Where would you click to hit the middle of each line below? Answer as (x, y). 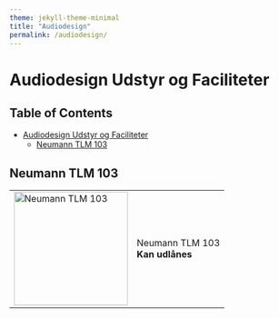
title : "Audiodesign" (50, 26)
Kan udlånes (164, 254)
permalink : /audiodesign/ (58, 35)
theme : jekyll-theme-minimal (65, 18)
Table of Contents (61, 113)
